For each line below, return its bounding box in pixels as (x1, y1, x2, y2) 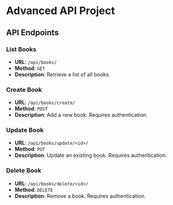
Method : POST (14, 105, 48, 112)
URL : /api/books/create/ (14, 99, 75, 106)
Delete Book (6, 166, 42, 174)
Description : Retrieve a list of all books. (14, 70, 110, 78)
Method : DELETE (14, 186, 53, 193)
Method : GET (14, 65, 45, 72)
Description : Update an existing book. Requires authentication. (14, 152, 167, 159)
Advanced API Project (6, 4, 116, 18)
